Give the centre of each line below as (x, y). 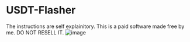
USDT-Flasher (41, 10)
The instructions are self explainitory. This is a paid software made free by (95, 26)
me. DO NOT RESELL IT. (35, 32)
